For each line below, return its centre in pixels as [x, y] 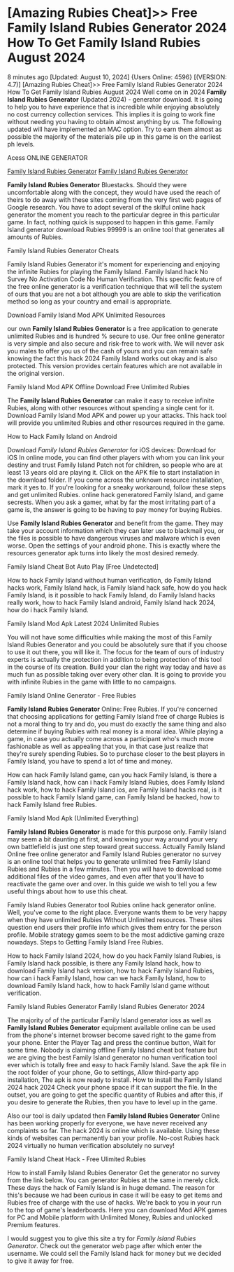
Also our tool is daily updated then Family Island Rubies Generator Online [114, 1116]
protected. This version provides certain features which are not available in [115, 365]
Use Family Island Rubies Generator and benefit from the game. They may [115, 523]
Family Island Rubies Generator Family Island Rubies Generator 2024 [106, 1006]
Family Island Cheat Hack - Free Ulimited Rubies [77, 1159]
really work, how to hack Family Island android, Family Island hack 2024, [111, 602]
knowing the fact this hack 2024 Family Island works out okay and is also [112, 358]
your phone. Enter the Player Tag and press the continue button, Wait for [112, 1042]
